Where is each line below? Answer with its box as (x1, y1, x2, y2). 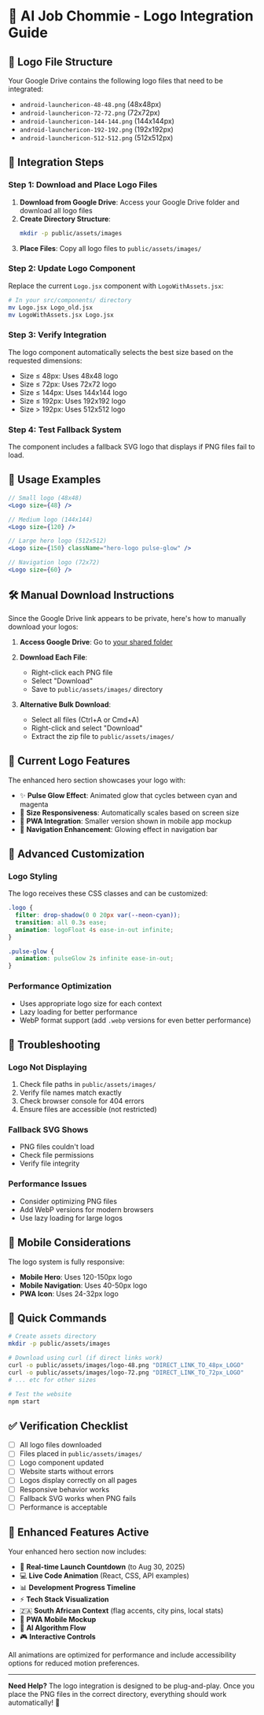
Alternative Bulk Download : (19, 700, 112, 709)
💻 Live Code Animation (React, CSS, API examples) (19, 1570, 190, 1580)
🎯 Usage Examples (8, 473, 101, 486)
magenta (19, 799, 49, 809)
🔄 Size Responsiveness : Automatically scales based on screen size (19, 808, 240, 817)
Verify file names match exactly (19, 1088, 122, 1097)
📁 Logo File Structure (8, 55, 113, 68)
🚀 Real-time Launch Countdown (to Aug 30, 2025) (19, 1562, 185, 1571)
